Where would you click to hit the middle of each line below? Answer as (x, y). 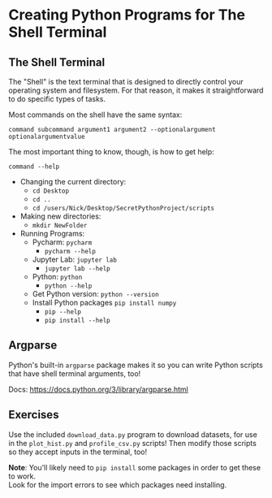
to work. (22, 476)
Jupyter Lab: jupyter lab (75, 259)
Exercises (34, 415)
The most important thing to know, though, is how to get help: (112, 152)
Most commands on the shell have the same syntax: (95, 115)
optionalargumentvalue (47, 136)
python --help (68, 286)
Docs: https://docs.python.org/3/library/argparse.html (98, 389)
